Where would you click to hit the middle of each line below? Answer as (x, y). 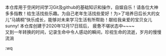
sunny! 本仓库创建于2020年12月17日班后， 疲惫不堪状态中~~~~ (70, 26)
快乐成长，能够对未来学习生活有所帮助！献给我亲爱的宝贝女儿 (89, 20)
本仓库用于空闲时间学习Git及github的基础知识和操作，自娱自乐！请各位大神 (82, 7)
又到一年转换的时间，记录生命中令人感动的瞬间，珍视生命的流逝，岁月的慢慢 (83, 32)
